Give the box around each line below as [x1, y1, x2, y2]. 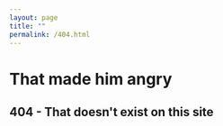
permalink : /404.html [9, 30, 91, 39]
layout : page [9, 13, 58, 22]
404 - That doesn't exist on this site [9, 104, 214, 120]
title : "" [9, 22, 47, 31]
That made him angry [9, 68, 173, 89]
